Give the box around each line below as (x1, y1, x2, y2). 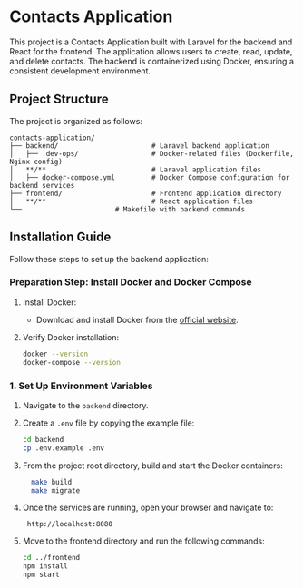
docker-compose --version (22, 358, 121, 367)
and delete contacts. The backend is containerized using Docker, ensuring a (9, 55, 295, 66)
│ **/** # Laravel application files (9, 165, 261, 174)
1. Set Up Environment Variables (9, 379, 153, 392)
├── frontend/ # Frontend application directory (9, 189, 282, 198)
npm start (22, 570, 61, 580)
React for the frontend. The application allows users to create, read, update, (9, 45, 293, 56)
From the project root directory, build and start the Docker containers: (22, 460, 283, 471)
